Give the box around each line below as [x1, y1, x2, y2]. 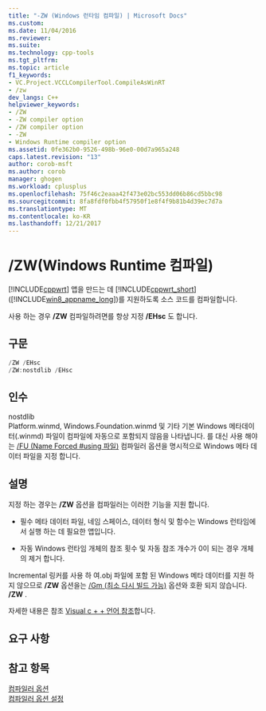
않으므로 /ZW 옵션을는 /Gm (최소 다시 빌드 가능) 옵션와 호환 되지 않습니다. [16, 581, 248, 590]
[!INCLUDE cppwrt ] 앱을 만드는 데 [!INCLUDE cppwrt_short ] [8, 284, 197, 294]
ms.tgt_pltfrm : [8, 57, 59, 65]
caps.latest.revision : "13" [8, 153, 102, 161]
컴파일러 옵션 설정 [8, 694, 64, 704]
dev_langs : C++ [8, 93, 59, 101]
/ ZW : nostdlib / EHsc [8, 366, 73, 374]
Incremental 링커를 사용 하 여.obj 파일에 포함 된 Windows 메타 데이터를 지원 [8, 570, 247, 580]
